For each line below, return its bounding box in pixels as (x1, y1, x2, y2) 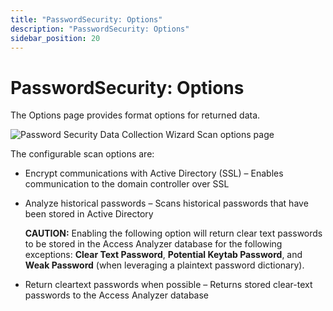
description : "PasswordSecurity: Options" (10, 24, 190, 34)
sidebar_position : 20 (10, 33, 101, 43)
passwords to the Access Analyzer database (24, 289, 210, 301)
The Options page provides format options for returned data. (10, 109, 261, 121)
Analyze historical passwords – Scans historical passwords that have (24, 197, 309, 210)
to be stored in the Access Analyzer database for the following (24, 238, 283, 250)
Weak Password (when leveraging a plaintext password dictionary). (24, 259, 305, 271)
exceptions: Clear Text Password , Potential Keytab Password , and (24, 249, 303, 261)
